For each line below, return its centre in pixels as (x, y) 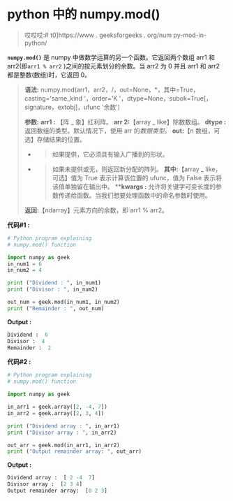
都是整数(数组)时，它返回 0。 (49, 75)
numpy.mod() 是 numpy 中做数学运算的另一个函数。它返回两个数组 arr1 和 (111, 57)
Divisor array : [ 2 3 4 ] (45, 484)
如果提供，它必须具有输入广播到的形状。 (110, 154)
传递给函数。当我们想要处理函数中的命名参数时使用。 (135, 195)
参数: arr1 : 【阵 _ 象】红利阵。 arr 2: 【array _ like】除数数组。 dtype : (125, 122)
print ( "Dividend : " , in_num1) (54, 283)
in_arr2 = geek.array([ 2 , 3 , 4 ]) (56, 413)
